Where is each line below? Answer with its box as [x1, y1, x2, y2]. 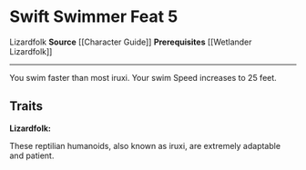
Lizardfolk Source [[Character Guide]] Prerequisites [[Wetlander [9, 36, 252, 47]
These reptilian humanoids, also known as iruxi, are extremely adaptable [9, 140, 280, 151]
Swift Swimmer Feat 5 [9, 6, 178, 27]
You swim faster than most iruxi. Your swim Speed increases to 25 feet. [9, 72, 278, 83]
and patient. [9, 150, 55, 161]
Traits [9, 98, 44, 115]
